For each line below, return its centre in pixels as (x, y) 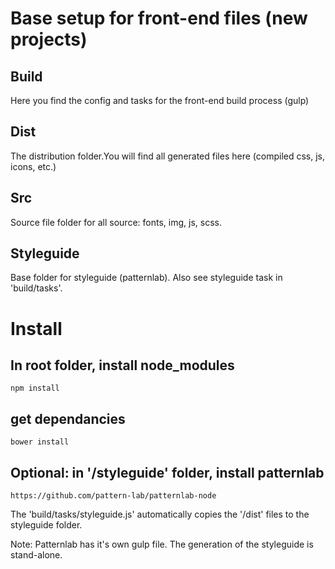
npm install (35, 388)
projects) (49, 39)
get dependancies (68, 418)
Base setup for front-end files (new (159, 18)
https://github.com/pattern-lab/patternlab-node (113, 496)
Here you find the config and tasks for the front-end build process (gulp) (160, 100)
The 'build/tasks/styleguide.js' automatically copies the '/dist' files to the (160, 514)
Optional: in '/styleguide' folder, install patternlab (167, 472)
